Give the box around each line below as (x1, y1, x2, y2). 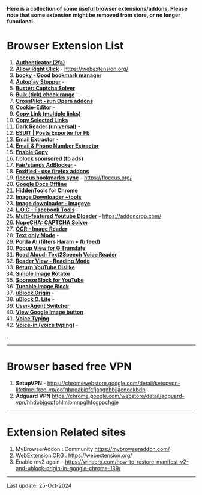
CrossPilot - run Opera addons (15, 97, 94, 104)
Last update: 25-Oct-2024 (7, 482, 72, 489)
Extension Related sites (7, 426, 126, 439)
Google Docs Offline (15, 180, 67, 187)
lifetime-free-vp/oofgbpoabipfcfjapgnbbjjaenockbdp (15, 385, 146, 393)
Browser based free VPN (7, 360, 132, 373)
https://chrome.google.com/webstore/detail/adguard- (52, 392, 185, 399)
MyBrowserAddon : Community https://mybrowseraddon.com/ (15, 445, 170, 452)
